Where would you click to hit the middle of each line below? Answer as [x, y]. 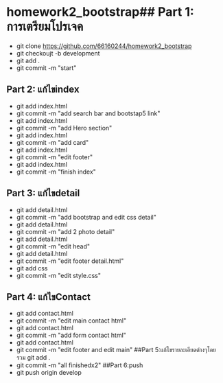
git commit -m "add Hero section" [64, 128]
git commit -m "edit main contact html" [71, 321]
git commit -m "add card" [52, 142]
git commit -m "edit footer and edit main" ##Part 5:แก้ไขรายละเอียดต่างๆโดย [116, 350]
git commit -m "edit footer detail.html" [70, 261]
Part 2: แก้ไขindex [43, 90]
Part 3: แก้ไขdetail [43, 193]
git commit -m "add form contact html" [71, 335]
